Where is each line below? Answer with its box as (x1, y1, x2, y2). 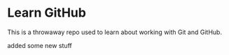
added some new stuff (7, 41, 72, 49)
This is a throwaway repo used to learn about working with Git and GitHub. (7, 28, 223, 36)
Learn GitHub (7, 5, 86, 21)
